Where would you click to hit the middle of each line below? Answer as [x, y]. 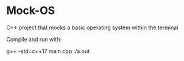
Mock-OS [31, 11]
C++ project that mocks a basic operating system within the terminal [92, 27]
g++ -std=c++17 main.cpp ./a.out [48, 51]
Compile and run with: [34, 39]
